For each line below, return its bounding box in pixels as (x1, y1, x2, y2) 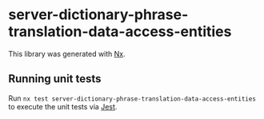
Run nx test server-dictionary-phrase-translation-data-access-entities (8, 93, 256, 103)
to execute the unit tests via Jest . (8, 101, 118, 111)
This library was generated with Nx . (8, 49, 126, 58)
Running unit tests (8, 72, 102, 85)
